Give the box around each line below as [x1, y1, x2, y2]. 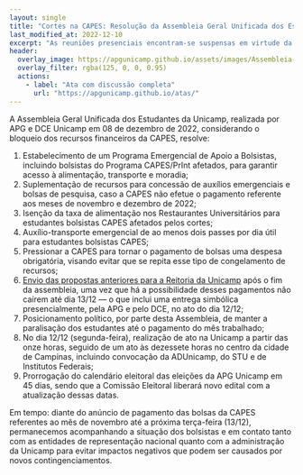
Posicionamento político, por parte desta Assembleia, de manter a [22, 313, 268, 324]
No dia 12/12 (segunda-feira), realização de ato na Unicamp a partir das [22, 332, 289, 343]
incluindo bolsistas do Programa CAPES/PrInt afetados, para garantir [22, 160, 278, 170]
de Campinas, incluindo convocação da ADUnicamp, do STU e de [22, 351, 268, 361]
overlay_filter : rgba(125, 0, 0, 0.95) [17, 64, 168, 73]
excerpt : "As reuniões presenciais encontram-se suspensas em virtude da [9, 38, 293, 48]
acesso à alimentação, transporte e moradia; [22, 169, 189, 180]
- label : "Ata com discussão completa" [25, 80, 176, 89]
